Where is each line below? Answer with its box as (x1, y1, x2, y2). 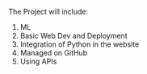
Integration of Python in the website (19, 39, 140, 49)
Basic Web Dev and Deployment (19, 31, 128, 40)
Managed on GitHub (19, 48, 87, 57)
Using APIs (19, 56, 57, 66)
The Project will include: (8, 7, 89, 16)
